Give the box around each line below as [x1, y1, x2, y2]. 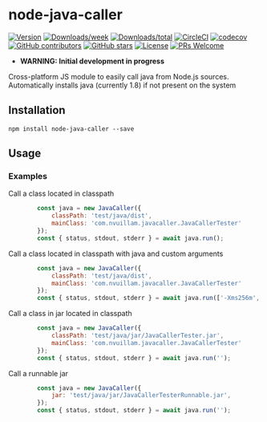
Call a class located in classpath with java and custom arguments [8, 249, 224, 258]
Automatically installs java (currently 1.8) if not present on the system [8, 80, 237, 90]
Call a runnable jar [8, 368, 69, 378]
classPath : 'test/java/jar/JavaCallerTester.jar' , [51, 331, 225, 340]
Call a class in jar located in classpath [8, 309, 132, 319]
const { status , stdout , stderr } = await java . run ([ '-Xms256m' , [37, 294, 261, 302]
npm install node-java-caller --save [8, 124, 135, 133]
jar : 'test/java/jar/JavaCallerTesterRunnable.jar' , [51, 392, 231, 400]
